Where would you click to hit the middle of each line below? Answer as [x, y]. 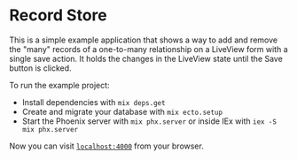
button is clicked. [41, 68]
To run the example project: [59, 85]
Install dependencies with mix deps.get [94, 102]
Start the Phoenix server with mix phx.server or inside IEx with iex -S [149, 121]
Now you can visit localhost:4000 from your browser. [106, 146]
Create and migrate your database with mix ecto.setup [122, 111]
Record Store [59, 15]
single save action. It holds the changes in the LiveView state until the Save [146, 58]
